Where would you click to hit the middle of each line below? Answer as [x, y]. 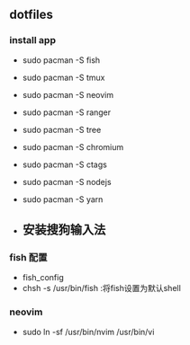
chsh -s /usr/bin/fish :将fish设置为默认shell [102, 288]
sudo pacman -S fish [61, 60]
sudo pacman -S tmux [63, 77]
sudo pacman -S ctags [65, 164]
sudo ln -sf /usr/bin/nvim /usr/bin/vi [88, 332]
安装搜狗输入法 [64, 230]
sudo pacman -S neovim [68, 94]
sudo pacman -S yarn [63, 199]
